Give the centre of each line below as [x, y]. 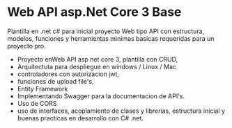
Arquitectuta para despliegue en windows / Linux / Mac [96, 66]
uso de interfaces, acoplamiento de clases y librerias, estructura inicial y [121, 111]
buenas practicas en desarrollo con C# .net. [80, 118]
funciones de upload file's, [55, 81]
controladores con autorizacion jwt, [68, 74]
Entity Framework [42, 89]
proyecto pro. [27, 46]
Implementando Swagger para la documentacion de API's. [101, 96]
